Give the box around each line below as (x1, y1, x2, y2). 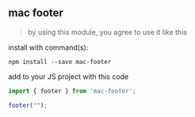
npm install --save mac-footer (8, 58, 112, 66)
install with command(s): (8, 43, 89, 52)
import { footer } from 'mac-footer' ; (8, 87, 136, 95)
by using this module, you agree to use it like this (27, 27, 188, 36)
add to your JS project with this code (8, 71, 129, 81)
